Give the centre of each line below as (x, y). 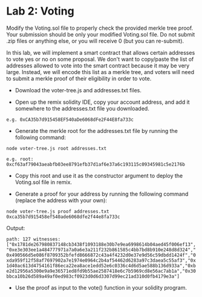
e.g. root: (20, 159)
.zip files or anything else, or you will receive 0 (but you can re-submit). (95, 41)
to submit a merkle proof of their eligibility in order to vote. (79, 78)
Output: (16, 228)
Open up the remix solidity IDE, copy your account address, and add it (102, 102)
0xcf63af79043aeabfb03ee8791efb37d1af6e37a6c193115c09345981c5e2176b (96, 164)
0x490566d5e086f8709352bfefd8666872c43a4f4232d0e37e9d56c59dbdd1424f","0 (101, 255)
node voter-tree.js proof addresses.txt (58, 211)
